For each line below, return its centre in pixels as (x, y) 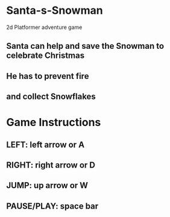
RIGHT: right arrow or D (51, 165)
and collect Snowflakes (51, 97)
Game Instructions (54, 123)
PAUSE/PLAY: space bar (52, 206)
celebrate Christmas (46, 56)
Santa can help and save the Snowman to (85, 46)
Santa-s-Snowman (55, 11)
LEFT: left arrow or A (46, 144)
